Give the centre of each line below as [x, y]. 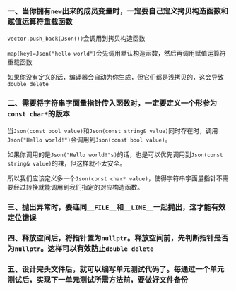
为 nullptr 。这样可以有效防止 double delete [81, 249]
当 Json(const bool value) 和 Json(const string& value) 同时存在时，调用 [113, 130]
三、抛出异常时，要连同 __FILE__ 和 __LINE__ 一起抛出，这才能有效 [117, 207]
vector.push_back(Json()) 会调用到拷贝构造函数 [76, 38]
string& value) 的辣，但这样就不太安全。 [67, 163]
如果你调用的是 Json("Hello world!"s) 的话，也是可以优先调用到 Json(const [115, 154]
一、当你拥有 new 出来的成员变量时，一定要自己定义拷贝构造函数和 [118, 11]
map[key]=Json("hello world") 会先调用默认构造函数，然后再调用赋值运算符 [117, 54]
